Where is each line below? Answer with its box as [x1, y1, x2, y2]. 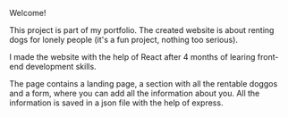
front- [257, 52, 279, 62]
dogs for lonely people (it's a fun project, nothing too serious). [9, 35, 239, 45]
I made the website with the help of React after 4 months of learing [9, 52, 256, 62]
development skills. [25, 62, 97, 71]
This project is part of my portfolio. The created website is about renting [9, 25, 275, 35]
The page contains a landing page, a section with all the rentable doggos [9, 79, 278, 88]
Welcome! [9, 8, 47, 18]
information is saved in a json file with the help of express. [9, 97, 224, 108]
